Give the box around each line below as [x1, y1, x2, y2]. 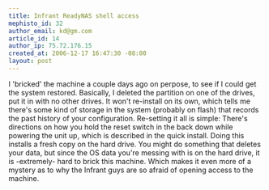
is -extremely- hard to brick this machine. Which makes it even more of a [8, 156, 252, 166]
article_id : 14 [8, 34, 60, 43]
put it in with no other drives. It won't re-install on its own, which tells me [8, 96, 251, 106]
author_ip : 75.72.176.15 [8, 42, 92, 50]
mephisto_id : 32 [8, 19, 63, 27]
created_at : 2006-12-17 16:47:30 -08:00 [8, 49, 147, 57]
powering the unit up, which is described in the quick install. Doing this [8, 130, 245, 140]
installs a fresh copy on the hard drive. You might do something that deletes [8, 139, 262, 149]
